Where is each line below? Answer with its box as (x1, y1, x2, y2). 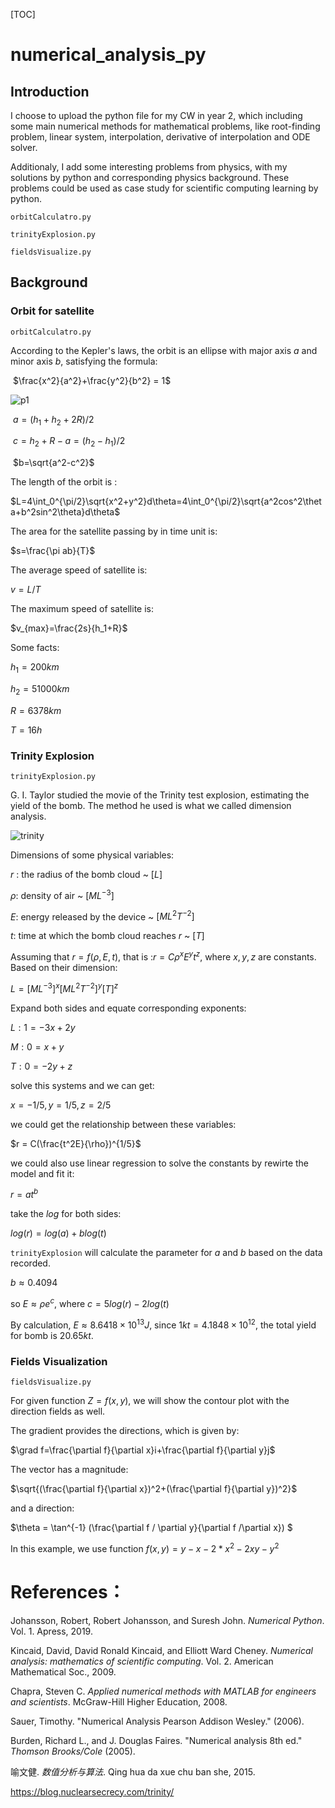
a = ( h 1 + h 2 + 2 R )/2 (12, 413, 95, 428)
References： (10, 1580, 126, 1603)
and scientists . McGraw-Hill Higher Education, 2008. (10, 1695, 228, 1708)
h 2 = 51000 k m (10, 683, 70, 697)
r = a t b (10, 1187, 39, 1201)
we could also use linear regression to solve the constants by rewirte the (10, 1157, 310, 1169)
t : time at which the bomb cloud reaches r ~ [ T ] (10, 930, 205, 942)
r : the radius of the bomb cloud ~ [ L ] (10, 869, 163, 881)
